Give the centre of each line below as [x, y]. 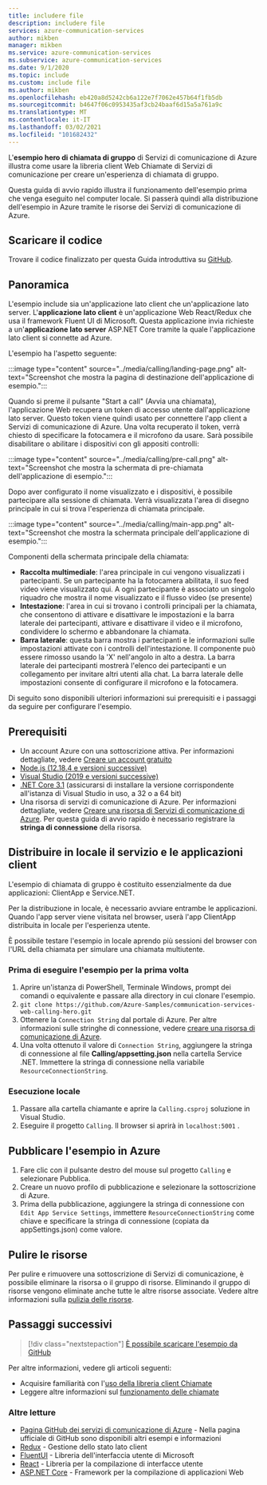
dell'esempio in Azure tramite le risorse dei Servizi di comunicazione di [125, 207]
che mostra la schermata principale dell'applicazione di [158, 533]
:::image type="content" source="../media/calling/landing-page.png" [121, 369]
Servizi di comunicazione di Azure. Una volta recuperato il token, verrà [124, 427]
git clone [36, 1005]
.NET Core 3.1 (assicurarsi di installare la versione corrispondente [127, 785]
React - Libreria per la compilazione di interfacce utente [111, 1464]
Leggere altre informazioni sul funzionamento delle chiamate [119, 1391]
